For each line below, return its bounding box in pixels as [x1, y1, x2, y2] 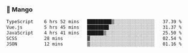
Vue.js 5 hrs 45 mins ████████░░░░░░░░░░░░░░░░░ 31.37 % [6, 24, 182, 30]
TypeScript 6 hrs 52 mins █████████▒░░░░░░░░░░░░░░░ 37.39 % [6, 19, 182, 25]
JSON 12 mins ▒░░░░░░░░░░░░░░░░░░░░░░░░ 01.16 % [6, 41, 182, 47]
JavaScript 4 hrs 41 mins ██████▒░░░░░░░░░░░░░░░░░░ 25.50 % [6, 30, 182, 36]
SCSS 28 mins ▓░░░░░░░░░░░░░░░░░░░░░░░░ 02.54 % [6, 35, 182, 41]
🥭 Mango [6, 5, 33, 14]
